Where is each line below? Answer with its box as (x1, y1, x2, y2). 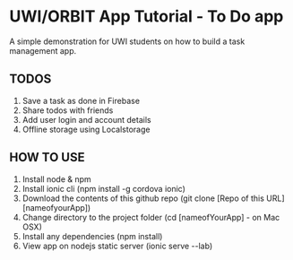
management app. (9, 45, 77, 56)
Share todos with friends (22, 105, 114, 116)
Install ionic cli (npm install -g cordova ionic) (22, 183, 186, 194)
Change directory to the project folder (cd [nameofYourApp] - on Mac (22, 212, 280, 222)
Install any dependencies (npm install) (22, 230, 163, 241)
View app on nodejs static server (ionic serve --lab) (22, 240, 213, 251)
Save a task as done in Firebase (22, 95, 141, 106)
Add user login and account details (22, 114, 151, 125)
